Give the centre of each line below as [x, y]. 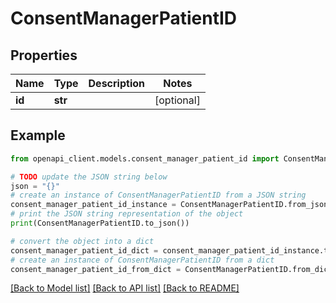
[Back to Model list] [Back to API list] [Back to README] [125, 288]
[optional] [177, 100]
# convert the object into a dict [82, 241]
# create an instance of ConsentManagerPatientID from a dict [142, 260]
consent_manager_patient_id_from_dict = [96, 269]
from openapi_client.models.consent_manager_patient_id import [145, 158]
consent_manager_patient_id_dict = [84, 250]
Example [38, 135]
